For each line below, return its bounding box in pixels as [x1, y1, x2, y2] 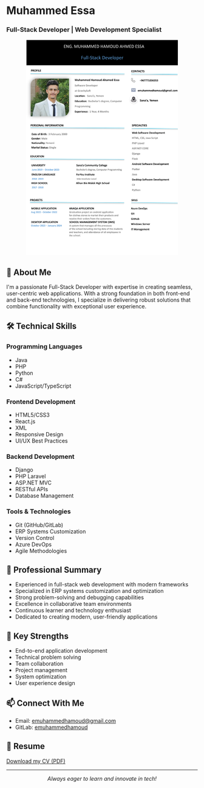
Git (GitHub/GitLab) [15, 521, 64, 528]
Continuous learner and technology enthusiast [15, 607, 132, 614]
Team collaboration [15, 660, 64, 667]
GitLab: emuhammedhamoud [15, 723, 88, 731]
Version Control [15, 534, 55, 541]
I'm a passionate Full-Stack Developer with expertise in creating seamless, [6, 283, 193, 291]
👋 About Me [6, 267, 52, 277]
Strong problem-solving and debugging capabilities [15, 594, 144, 601]
